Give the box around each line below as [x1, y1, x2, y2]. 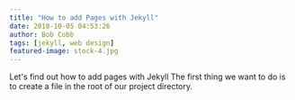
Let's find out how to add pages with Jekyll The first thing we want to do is [9, 71, 286, 82]
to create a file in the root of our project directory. [9, 81, 193, 92]
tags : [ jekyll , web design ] [9, 38, 115, 48]
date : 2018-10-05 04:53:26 [9, 22, 111, 31]
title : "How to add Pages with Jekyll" [9, 13, 159, 23]
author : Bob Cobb [9, 30, 75, 39]
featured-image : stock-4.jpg [9, 47, 119, 56]
